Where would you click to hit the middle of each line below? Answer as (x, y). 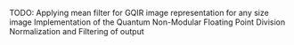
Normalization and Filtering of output (77, 31)
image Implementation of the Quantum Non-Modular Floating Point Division (147, 22)
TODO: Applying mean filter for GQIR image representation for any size (139, 13)
